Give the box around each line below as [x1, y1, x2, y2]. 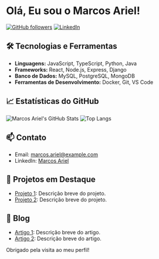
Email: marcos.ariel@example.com [14, 151, 99, 158]
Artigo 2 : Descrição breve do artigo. [14, 235, 102, 242]
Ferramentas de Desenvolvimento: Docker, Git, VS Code [14, 78, 154, 86]
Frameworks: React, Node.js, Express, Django [14, 66, 127, 73]
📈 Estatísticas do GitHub [6, 96, 99, 106]
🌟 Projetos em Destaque [6, 174, 96, 184]
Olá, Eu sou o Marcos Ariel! [6, 4, 141, 18]
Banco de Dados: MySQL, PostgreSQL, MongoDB [14, 72, 135, 79]
